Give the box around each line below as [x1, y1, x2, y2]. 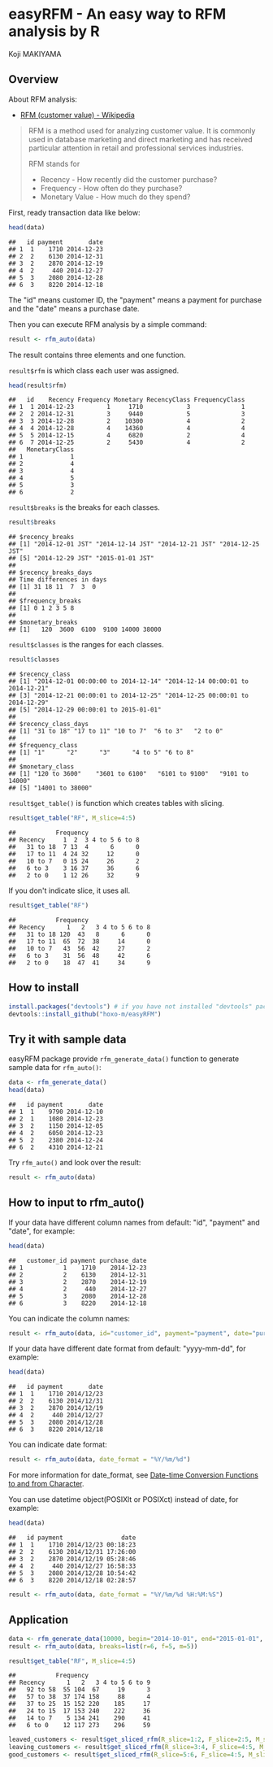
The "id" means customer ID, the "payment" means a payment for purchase [8, 294, 262, 305]
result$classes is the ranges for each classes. [8, 640, 164, 650]
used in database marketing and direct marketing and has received [28, 134, 253, 144]
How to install [8, 981, 80, 994]
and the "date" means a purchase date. [8, 303, 140, 313]
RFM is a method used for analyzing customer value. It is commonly [28, 125, 256, 135]
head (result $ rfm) [8, 381, 67, 390]
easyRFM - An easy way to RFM [8, 5, 227, 24]
